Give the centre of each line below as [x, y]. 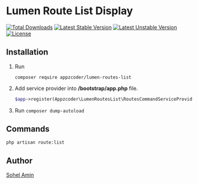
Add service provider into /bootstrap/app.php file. [76, 88]
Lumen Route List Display [69, 11]
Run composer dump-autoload [49, 110]
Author [19, 161]
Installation [27, 52]
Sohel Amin [20, 175]
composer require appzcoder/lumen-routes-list [73, 77]
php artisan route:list [35, 143]
